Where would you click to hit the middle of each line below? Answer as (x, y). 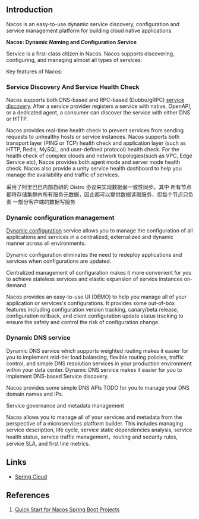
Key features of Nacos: (34, 72)
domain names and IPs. (35, 394)
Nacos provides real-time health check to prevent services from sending (95, 130)
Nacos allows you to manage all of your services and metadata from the (94, 417)
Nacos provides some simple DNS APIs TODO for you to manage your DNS (98, 387)
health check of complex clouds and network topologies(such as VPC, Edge (99, 156)
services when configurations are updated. (59, 261)
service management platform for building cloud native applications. (90, 30)
